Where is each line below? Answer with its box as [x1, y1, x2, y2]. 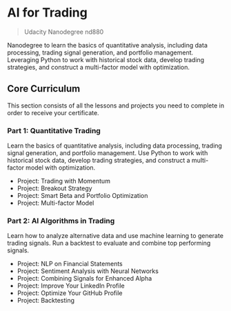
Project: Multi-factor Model [17, 199, 94, 208]
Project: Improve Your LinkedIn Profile [17, 281, 125, 290]
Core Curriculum [7, 83, 81, 94]
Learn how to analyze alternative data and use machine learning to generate [7, 232, 224, 240]
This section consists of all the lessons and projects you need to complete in [7, 101, 225, 110]
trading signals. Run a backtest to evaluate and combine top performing [7, 239, 211, 248]
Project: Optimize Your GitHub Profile [17, 289, 123, 297]
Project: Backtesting [17, 297, 74, 305]
